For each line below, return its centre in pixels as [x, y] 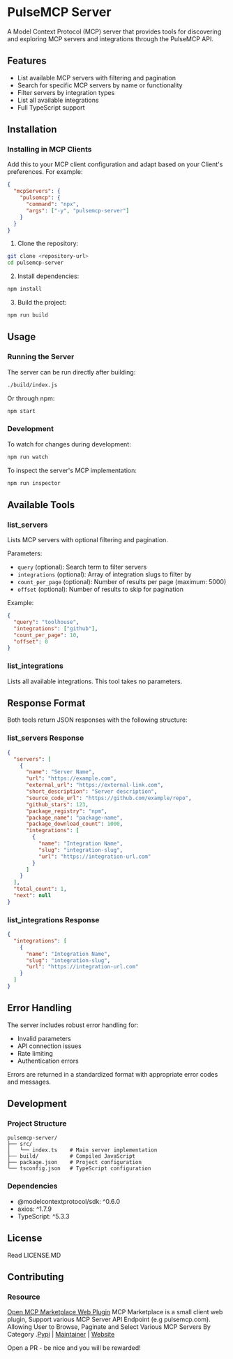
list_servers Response [46, 738]
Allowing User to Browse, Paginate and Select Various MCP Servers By [109, 1327]
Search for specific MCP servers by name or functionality [100, 85]
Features [27, 61]
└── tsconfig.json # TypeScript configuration [79, 1169]
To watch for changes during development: [69, 444]
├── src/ [20, 1144]
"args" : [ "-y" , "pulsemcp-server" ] [77, 210]
